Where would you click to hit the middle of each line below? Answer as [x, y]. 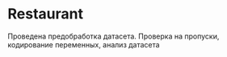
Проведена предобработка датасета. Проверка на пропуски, [113, 36]
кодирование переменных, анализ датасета [84, 44]
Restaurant [46, 14]
